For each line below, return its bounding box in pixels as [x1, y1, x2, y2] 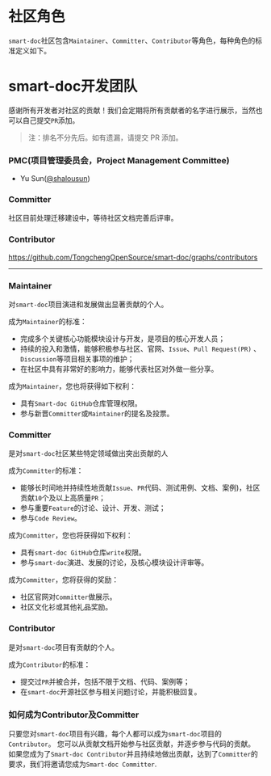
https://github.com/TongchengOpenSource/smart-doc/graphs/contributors [8, 252, 258, 262]
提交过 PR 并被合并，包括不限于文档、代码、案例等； [19, 677, 191, 686]
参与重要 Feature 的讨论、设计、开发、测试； [19, 503, 166, 513]
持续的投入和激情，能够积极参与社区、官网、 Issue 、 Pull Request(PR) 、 [19, 344, 261, 354]
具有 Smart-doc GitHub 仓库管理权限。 [19, 399, 143, 408]
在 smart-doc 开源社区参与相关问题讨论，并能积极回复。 [19, 686, 202, 696]
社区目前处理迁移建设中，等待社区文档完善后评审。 [8, 213, 178, 223]
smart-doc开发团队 [8, 78, 138, 95]
